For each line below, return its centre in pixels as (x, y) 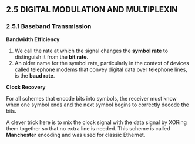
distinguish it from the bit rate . (51, 57)
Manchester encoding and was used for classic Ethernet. (76, 135)
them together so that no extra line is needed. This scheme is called (88, 128)
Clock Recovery (26, 87)
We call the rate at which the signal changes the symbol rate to (91, 51)
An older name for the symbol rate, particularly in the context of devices (102, 63)
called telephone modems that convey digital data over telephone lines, (101, 69)
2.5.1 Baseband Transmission (49, 26)
